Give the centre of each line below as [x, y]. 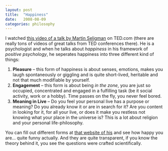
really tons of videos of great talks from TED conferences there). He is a [80, 44]
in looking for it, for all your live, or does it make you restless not [79, 112]
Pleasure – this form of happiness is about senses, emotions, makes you [88, 69]
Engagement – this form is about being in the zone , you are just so [81, 86]
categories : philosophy [30, 24]
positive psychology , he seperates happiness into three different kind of [80, 54]
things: [12, 60]
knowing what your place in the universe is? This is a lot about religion [85, 118]
